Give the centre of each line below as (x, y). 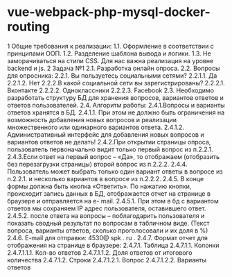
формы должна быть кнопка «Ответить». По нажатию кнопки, (99, 186)
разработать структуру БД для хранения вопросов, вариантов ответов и (115, 97)
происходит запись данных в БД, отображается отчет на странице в (109, 193)
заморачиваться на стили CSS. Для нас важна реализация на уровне (110, 60)
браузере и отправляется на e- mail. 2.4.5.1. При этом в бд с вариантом (113, 201)
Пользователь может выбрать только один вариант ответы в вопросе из (115, 171)
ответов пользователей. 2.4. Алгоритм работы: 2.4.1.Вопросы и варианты (116, 105)
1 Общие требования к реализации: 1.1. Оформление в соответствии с (111, 46)
